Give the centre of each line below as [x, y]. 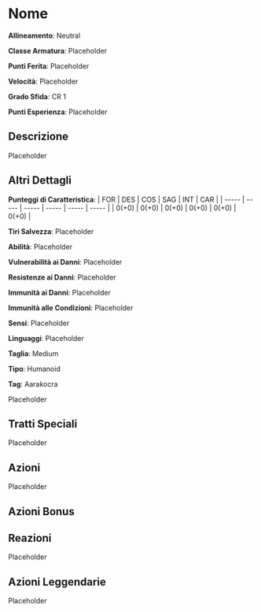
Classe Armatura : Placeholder [58, 50]
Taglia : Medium [33, 353]
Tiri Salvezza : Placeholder [51, 231]
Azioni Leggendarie [57, 582]
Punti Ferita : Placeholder [49, 66]
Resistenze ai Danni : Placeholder [62, 277]
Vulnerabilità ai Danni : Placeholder [65, 261]
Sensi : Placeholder [39, 323]
